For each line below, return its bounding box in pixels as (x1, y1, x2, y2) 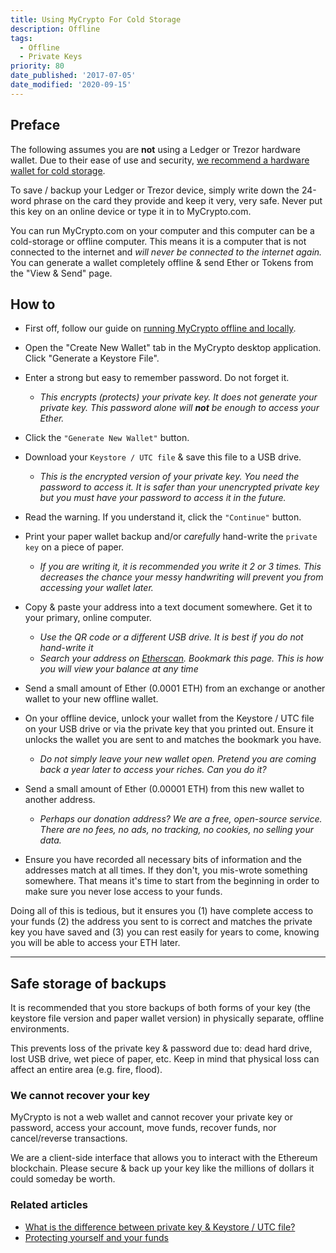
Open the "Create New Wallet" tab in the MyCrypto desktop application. (24, 342, 322, 354)
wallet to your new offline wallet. (24, 693, 159, 705)
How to (10, 296, 56, 313)
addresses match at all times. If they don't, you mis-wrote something (24, 864, 308, 876)
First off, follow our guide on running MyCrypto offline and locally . (24, 322, 297, 335)
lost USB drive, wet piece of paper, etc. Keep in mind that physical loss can (10, 1053, 320, 1065)
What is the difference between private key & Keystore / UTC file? (24, 1221, 296, 1233)
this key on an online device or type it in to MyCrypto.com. (10, 205, 252, 217)
